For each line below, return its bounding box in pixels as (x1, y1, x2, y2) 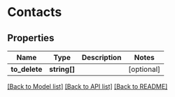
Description (81, 53, 122, 62)
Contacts (7, 4, 62, 20)
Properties (7, 32, 55, 44)
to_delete (10, 64, 43, 74)
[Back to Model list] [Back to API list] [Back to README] (7, 82, 168, 91)
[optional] (128, 64, 161, 74)
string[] (48, 64, 76, 74)
